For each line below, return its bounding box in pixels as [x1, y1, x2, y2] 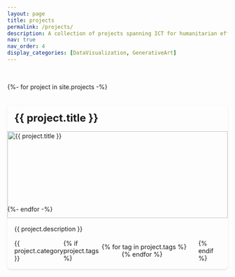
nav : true [7, 36, 36, 43]
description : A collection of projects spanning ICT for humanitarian [7, 29, 218, 37]
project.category [14, 246, 64, 255]
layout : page [7, 10, 45, 18]
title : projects [7, 17, 55, 24]
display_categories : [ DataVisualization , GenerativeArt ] [7, 50, 177, 57]
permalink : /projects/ [7, 23, 73, 30]
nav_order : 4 [7, 43, 45, 50]
